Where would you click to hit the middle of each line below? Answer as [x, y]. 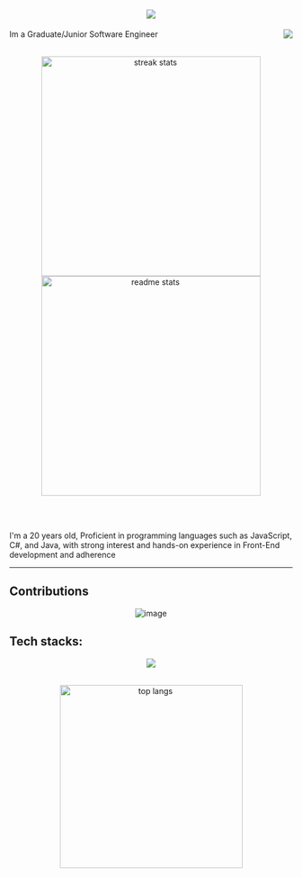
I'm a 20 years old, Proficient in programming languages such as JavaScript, [151, 535]
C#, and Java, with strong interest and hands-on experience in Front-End [145, 544]
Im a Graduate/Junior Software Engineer [84, 34]
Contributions [49, 592]
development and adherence [62, 554]
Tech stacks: [46, 641]
